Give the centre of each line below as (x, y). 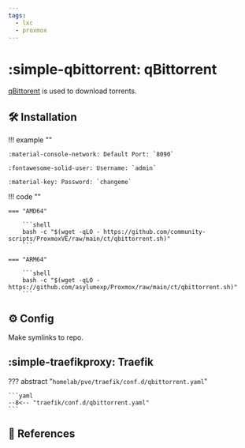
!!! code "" (25, 197)
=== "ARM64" (28, 260)
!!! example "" (30, 140)
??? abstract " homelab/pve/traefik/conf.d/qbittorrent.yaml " (108, 381)
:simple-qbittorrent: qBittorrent (113, 69)
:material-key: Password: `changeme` (70, 183)
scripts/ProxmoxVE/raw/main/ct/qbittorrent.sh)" (89, 239)
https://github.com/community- (155, 232)
